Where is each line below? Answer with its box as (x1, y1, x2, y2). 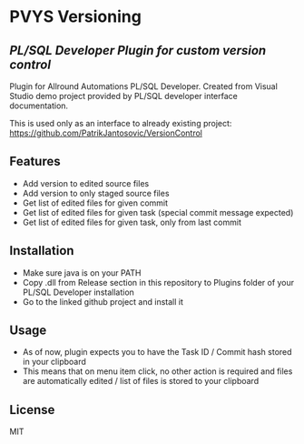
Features (9, 154, 61, 169)
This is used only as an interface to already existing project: (9, 118, 232, 128)
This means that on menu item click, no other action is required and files (22, 366, 293, 377)
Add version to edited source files (22, 177, 150, 188)
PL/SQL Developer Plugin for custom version (9, 43, 267, 58)
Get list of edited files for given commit (22, 197, 169, 208)
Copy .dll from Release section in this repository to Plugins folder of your (22, 277, 295, 288)
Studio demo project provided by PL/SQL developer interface (9, 91, 239, 101)
